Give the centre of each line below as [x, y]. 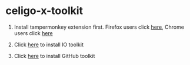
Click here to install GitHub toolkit [54, 56]
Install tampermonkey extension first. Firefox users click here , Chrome [99, 27]
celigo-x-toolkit [44, 11]
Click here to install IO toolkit [49, 45]
